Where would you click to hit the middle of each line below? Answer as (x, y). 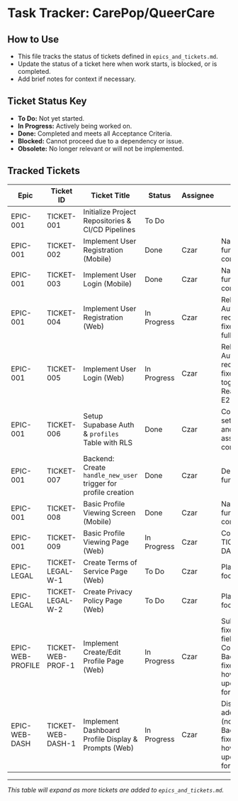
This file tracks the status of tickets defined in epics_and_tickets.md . (118, 56)
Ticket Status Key (47, 101)
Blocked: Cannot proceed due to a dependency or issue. (101, 141)
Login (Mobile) (108, 283)
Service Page (106, 571)
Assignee (198, 195)
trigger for (100, 483)
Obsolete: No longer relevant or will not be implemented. (101, 148)
